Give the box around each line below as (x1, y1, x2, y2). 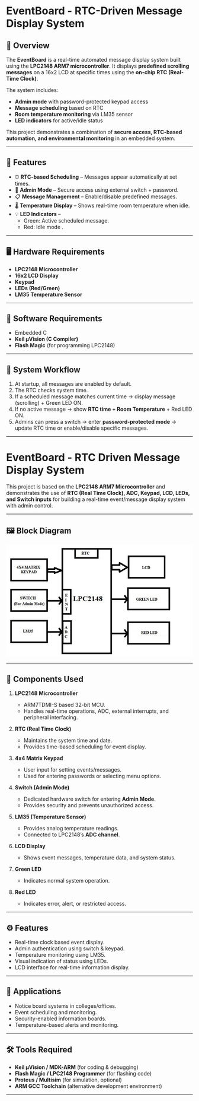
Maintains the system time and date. (23, 737, 113, 744)
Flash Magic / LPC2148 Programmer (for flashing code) (14, 1070, 152, 1077)
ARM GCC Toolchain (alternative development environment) (14, 1082, 162, 1090)
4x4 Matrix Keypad (14, 755, 63, 762)
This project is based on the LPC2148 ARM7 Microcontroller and (6, 483, 166, 490)
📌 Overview (6, 40, 50, 50)
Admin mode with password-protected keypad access (14, 98, 149, 105)
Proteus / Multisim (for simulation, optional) (14, 1076, 123, 1083)
